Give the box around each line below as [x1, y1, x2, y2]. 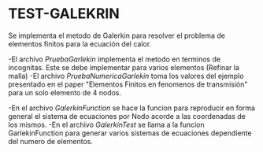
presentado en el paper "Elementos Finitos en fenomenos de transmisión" [8, 80, 248, 89]
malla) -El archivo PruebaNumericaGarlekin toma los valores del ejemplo [8, 71, 244, 80]
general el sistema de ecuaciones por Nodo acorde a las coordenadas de [8, 111, 246, 120]
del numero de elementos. [8, 136, 93, 146]
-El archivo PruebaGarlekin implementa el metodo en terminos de [8, 54, 221, 64]
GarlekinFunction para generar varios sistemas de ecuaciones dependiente [8, 128, 252, 138]
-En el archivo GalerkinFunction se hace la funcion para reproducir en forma [8, 103, 256, 113]
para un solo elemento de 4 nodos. [8, 87, 122, 97]
